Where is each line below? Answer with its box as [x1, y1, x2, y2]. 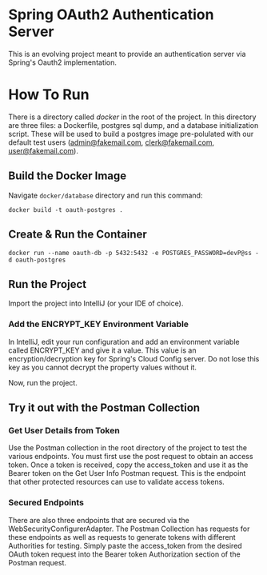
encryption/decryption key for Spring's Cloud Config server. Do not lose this [8, 353, 260, 363]
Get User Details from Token [8, 425, 120, 436]
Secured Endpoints [8, 497, 84, 509]
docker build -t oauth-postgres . [8, 206, 124, 214]
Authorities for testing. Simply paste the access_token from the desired [8, 541, 242, 550]
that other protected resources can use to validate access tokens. [8, 477, 225, 487]
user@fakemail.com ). [8, 146, 78, 155]
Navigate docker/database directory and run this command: [8, 190, 203, 200]
